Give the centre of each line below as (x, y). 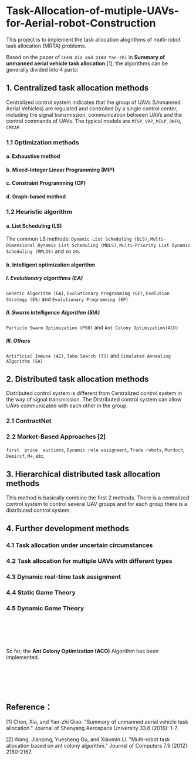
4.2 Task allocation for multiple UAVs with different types (89, 560)
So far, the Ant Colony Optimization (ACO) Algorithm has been (82, 651)
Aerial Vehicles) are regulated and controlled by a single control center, (92, 108)
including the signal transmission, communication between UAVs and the (94, 114)
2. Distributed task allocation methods (77, 379)
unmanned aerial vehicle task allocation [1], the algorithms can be (87, 63)
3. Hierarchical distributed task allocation (83, 474)
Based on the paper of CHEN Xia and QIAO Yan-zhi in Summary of (86, 57)
